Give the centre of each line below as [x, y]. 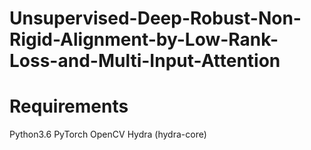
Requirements [69, 106]
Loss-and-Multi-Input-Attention [145, 61]
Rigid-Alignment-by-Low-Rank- [144, 39]
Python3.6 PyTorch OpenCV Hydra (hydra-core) [108, 134]
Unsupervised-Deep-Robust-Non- [155, 18]
